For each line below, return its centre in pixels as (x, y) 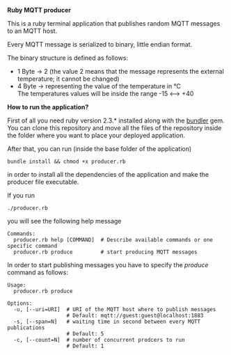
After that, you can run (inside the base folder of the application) (99, 149)
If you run (21, 195)
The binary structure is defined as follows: (68, 58)
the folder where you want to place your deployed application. (96, 135)
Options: (20, 303)
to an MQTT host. (32, 31)
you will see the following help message (64, 221)
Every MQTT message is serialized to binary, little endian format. (100, 44)
